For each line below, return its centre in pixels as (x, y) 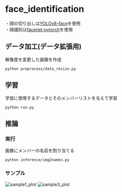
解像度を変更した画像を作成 (33, 59)
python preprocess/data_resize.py (41, 69)
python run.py (20, 107)
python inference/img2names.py (37, 160)
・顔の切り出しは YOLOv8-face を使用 (43, 23)
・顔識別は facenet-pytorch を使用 (39, 29)
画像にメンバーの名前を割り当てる (40, 151)
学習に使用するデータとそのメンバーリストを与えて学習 (61, 98)
